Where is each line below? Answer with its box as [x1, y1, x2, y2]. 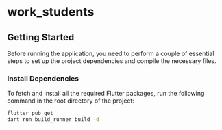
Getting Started [7, 31, 75, 43]
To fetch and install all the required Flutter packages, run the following [7, 90, 205, 98]
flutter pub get [7, 110, 53, 117]
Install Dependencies [7, 73, 79, 83]
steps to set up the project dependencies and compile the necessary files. [7, 57, 217, 65]
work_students [7, 4, 95, 20]
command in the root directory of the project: [7, 96, 135, 105]
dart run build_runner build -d [7, 116, 99, 123]
